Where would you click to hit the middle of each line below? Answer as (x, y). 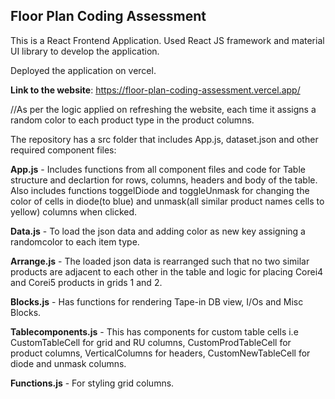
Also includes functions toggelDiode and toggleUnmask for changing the (160, 190)
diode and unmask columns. (68, 363)
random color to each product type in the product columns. (132, 120)
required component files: (63, 150)
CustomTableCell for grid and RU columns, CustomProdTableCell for (151, 342)
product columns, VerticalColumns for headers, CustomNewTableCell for (160, 353)
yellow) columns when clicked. (74, 211)
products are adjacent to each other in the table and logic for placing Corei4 (167, 271)
